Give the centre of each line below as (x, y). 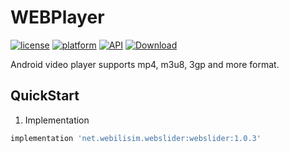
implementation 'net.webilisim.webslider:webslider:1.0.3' (136, 138)
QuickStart (45, 96)
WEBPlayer (57, 17)
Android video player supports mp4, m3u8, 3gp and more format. (145, 64)
